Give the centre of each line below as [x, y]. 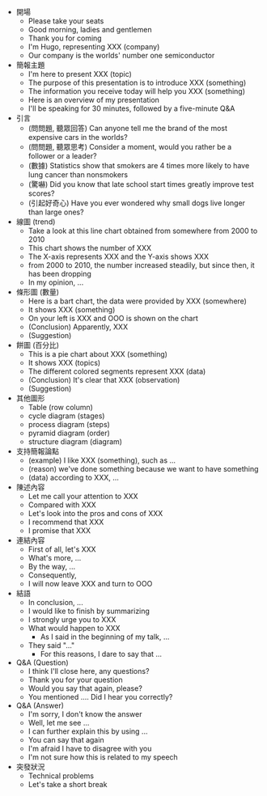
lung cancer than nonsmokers [78, 175]
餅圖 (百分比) [37, 345]
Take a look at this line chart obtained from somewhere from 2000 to [143, 231]
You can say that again [66, 740]
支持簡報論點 [37, 451]
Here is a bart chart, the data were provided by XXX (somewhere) [137, 301]
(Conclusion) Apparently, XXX [78, 327]
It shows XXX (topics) [64, 363]
